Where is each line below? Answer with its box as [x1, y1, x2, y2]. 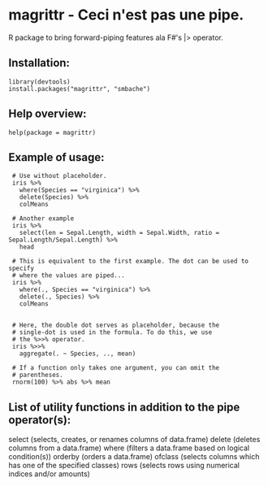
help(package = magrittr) [8, 128, 96, 137]
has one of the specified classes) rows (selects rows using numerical [8, 461, 240, 471]
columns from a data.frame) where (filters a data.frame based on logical [8, 443, 250, 453]
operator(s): [8, 413, 71, 427]
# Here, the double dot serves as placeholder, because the [11, 321, 220, 330]
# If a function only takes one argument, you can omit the [11, 364, 220, 372]
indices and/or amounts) [8, 469, 91, 479]
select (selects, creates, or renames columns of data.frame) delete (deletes [8, 435, 261, 445]
